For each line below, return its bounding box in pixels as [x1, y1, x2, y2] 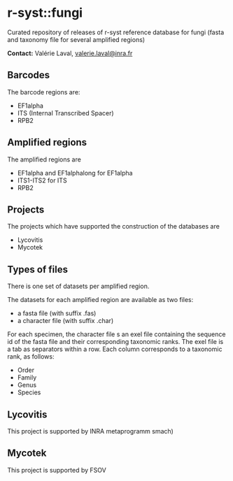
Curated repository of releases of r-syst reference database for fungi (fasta [7, 28, 225, 36]
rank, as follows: [7, 352, 55, 361]
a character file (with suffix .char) [17, 317, 114, 325]
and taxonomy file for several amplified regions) [7, 35, 146, 43]
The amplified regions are [7, 155, 82, 164]
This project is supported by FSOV [7, 466, 106, 474]
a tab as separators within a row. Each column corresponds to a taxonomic [7, 345, 223, 354]
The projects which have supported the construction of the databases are [7, 222, 220, 231]
